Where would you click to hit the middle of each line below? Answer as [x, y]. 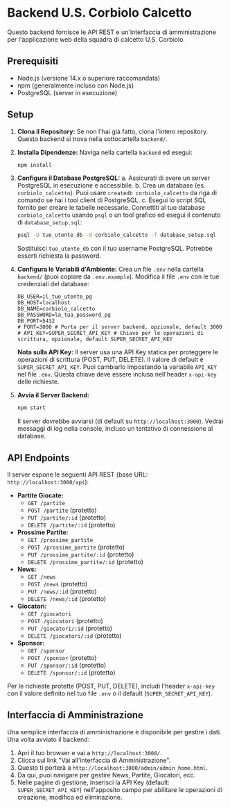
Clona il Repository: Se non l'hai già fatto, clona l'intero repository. [113, 131]
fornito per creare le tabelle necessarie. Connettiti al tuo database [111, 208]
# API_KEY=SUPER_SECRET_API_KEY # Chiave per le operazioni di [110, 333]
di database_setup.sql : [50, 222]
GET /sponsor [46, 651]
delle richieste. [38, 382]
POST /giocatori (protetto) [65, 621]
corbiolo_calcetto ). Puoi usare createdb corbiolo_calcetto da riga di [117, 193]
